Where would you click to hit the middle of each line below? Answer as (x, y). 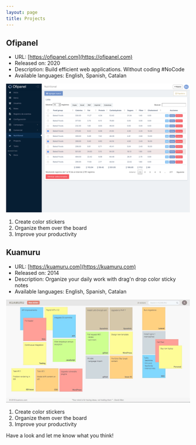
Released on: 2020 (37, 63)
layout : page (22, 12)
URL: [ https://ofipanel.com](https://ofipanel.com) (73, 57)
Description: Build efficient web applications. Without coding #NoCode (99, 70)
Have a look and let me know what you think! (60, 435)
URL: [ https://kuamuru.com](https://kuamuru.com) (75, 267)
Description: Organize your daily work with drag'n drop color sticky (95, 279)
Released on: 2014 (37, 272)
